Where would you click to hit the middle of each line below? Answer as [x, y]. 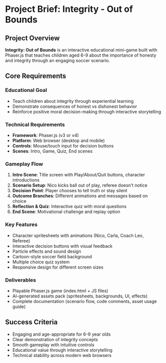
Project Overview [32, 38]
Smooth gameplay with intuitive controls [53, 345]
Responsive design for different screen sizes [58, 267]
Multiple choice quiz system [41, 262]
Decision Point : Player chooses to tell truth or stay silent [70, 191]
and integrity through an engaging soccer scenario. [58, 60]
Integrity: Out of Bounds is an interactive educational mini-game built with [81, 50]
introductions [26, 180]
